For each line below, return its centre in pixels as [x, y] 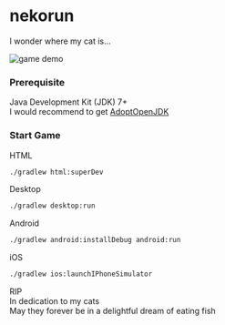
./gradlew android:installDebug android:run [95, 240]
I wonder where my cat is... [60, 41]
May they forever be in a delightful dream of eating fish [112, 311]
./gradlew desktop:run [52, 206]
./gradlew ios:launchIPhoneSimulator [81, 274]
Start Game [35, 136]
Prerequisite [37, 82]
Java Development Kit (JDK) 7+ [68, 102]
